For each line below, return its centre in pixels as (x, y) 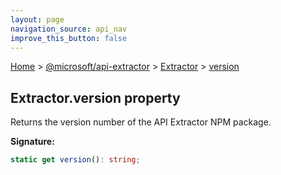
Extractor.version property (95, 97)
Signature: (32, 142)
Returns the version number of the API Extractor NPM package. (141, 122)
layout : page (37, 19)
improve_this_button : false (69, 38)
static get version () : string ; (75, 160)
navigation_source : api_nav (69, 29)
